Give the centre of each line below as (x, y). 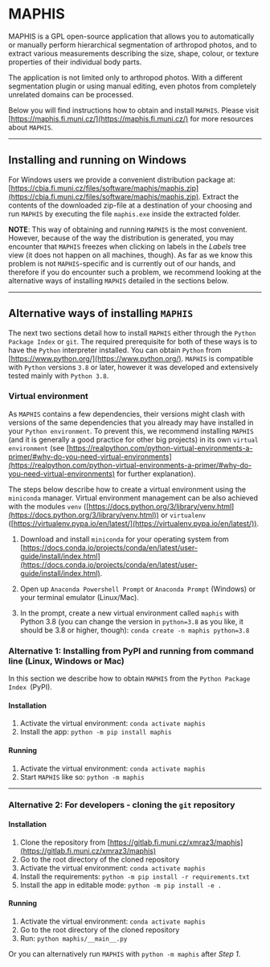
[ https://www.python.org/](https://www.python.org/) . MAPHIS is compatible (131, 358)
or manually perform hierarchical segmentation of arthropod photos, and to (133, 44)
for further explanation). (156, 473)
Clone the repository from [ (65, 842)
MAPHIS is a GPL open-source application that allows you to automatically (131, 36)
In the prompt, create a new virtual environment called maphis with (129, 613)
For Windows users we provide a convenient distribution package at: (122, 179)
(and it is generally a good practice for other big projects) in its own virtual (133, 439)
